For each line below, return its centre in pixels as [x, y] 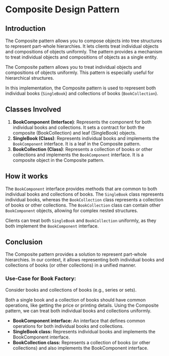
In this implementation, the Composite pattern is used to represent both [81, 88]
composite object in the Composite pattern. [59, 160]
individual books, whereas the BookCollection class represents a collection [84, 199]
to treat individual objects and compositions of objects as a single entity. [81, 57]
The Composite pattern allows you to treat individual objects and [73, 67]
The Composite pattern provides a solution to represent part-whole [76, 254]
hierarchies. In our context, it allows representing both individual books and [85, 260]
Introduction [26, 29]
